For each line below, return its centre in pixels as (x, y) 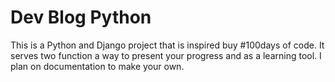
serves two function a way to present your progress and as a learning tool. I (166, 55)
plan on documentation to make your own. (97, 66)
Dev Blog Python (81, 17)
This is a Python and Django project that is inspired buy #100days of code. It (167, 45)
